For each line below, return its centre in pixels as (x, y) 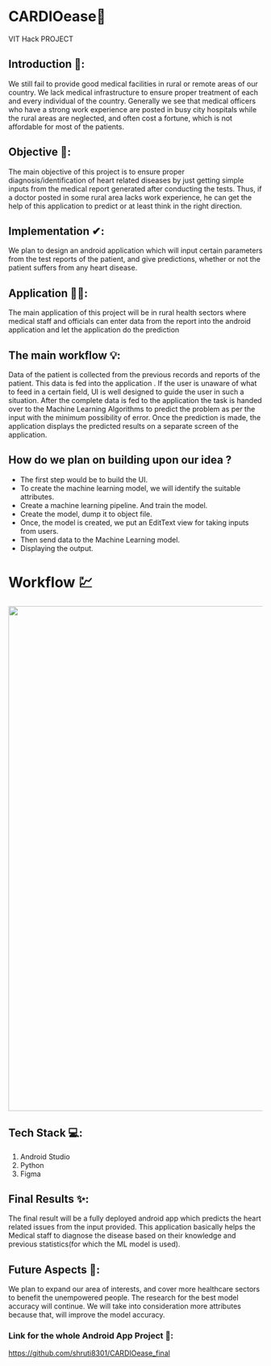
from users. (39, 531)
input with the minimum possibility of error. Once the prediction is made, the (135, 418)
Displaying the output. (57, 548)
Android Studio (45, 1156)
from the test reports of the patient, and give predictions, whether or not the (134, 259)
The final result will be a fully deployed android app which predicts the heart (135, 1218)
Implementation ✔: (56, 231)
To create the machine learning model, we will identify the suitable (130, 488)
